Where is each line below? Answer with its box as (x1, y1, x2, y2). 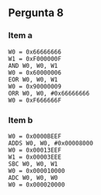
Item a (8, 30, 33, 41)
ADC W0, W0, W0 (8, 174, 58, 182)
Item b (8, 114, 33, 126)
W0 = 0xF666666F (8, 96, 62, 104)
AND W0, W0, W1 (8, 62, 58, 69)
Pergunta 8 (8, 6, 65, 20)
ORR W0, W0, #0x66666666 (8, 89, 90, 97)
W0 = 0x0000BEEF (8, 132, 62, 141)
